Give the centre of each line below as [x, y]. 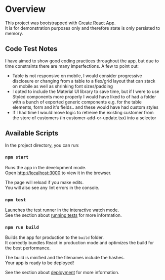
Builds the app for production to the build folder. [55, 237]
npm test [16, 200]
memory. [14, 33]
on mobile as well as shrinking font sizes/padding [62, 86]
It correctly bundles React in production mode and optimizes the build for [80, 243]
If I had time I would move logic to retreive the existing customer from [83, 112]
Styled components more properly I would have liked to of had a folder [84, 96]
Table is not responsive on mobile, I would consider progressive [77, 76]
